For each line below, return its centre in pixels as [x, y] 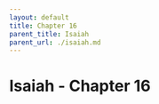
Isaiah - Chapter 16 [80, 86]
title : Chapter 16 [43, 26]
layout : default [39, 17]
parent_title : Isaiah [49, 34]
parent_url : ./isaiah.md [55, 42]
